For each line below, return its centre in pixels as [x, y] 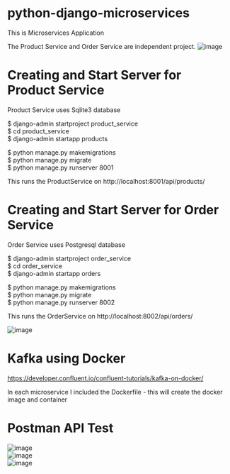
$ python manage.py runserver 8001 [61, 167]
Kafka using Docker [67, 358]
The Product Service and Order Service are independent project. [102, 46]
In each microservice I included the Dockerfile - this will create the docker [115, 392]
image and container [38, 399]
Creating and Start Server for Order [113, 210]
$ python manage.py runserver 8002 [61, 302]
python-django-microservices [98, 13]
